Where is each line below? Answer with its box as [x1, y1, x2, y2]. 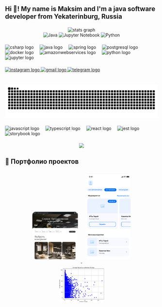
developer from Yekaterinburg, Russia [5, 13, 122, 21]
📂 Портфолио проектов [5, 158, 79, 166]
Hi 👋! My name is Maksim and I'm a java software [5, 5, 156, 13]
